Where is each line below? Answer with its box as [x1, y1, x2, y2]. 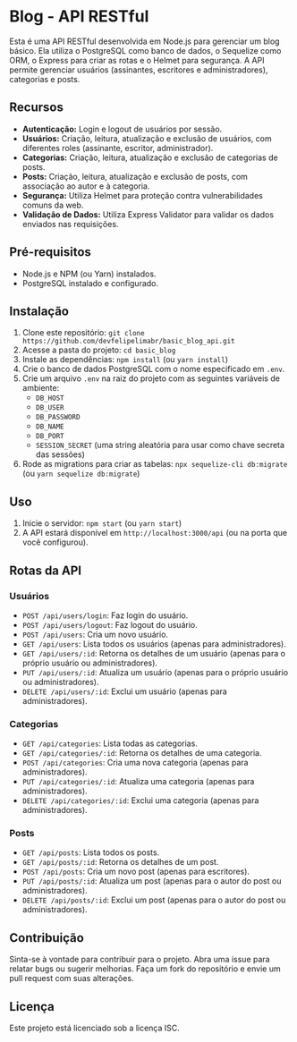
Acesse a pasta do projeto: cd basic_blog [21, 344, 176, 355]
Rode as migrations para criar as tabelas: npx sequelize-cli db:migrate [21, 459, 288, 470]
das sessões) [35, 449, 85, 460]
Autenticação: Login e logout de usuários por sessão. [21, 123, 223, 134]
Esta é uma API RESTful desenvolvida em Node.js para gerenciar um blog [9, 36, 280, 47]
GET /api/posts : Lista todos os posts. [21, 847, 160, 858]
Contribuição [9, 930, 85, 945]
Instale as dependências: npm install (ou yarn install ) [21, 354, 229, 365]
